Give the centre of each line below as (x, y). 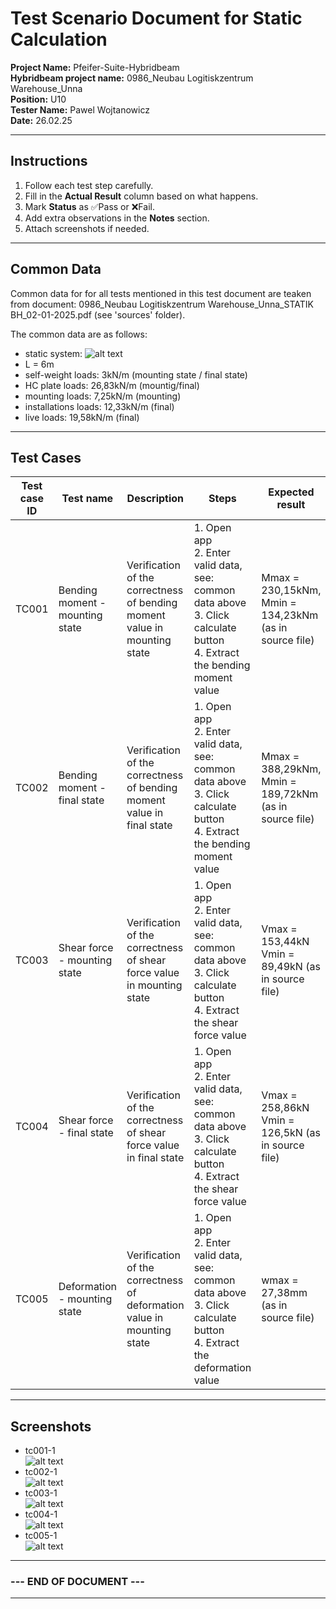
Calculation (59, 39)
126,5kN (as (291, 1133)
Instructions (49, 161)
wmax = (280, 1280)
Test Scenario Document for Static (156, 18)
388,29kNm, (291, 769)
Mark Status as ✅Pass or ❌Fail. (89, 206)
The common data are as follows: (79, 334)
